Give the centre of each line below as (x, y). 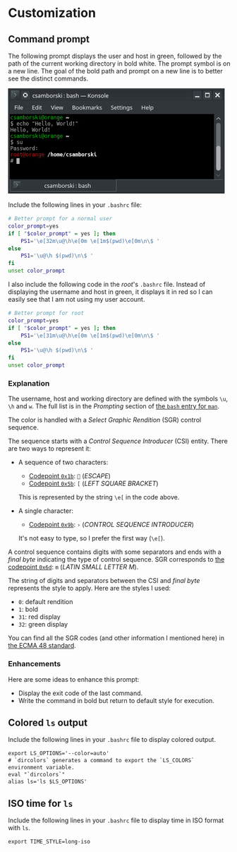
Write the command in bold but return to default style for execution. (116, 700)
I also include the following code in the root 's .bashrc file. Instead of (107, 284)
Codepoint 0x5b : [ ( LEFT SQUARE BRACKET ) (93, 484)
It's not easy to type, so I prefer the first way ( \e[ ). (91, 538)
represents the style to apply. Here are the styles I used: (90, 588)
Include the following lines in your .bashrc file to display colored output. (112, 740)
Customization (52, 13)
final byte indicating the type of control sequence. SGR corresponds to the (116, 560)
